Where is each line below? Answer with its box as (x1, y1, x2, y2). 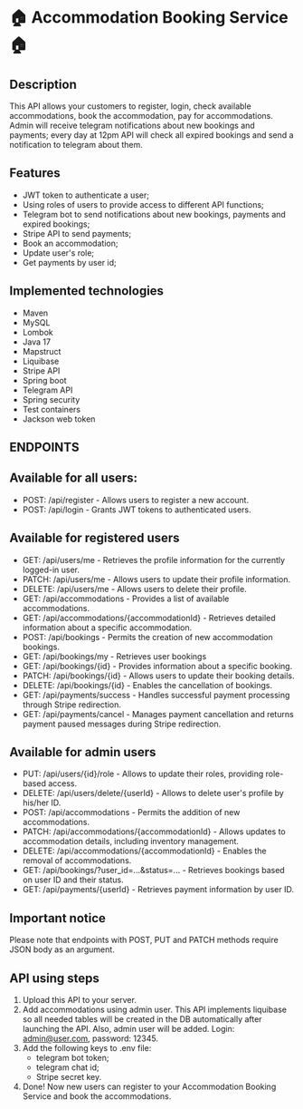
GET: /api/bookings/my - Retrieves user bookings (22, 650, 207, 662)
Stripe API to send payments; (22, 228, 132, 238)
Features (9, 165, 61, 181)
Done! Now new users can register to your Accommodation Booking (22, 1081, 277, 1093)
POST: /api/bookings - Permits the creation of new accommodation (22, 631, 273, 642)
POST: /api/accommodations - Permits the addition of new (22, 807, 241, 818)
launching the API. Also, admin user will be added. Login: (22, 1024, 235, 1035)
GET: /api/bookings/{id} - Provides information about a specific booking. (22, 660, 293, 671)
